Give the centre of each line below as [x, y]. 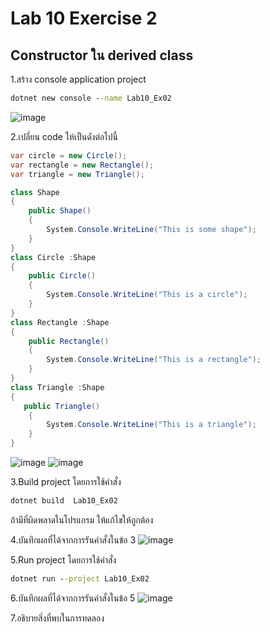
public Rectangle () [69, 341]
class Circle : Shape [53, 257]
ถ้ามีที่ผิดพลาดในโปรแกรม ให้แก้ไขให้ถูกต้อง [82, 519]
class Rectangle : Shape [60, 322]
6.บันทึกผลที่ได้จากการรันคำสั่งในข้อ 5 [73, 598]
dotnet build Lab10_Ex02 [64, 501]
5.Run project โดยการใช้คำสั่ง [63, 559]
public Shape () [60, 211]
